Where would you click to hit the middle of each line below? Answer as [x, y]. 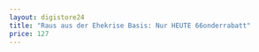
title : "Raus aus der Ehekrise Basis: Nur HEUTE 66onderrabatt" [130, 26]
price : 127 [29, 33]
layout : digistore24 [47, 17]
